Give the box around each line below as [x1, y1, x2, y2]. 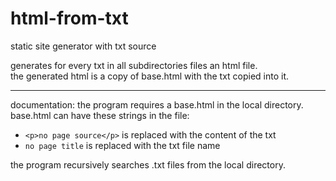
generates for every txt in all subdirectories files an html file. [10, 59, 258, 71]
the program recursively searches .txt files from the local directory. [10, 158, 286, 171]
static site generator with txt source [10, 40, 157, 52]
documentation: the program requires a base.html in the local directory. [10, 98, 304, 111]
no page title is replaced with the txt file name [24, 139, 221, 151]
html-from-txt [10, 7, 129, 30]
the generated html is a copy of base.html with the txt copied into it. [10, 70, 290, 82]
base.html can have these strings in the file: [10, 109, 190, 121]
